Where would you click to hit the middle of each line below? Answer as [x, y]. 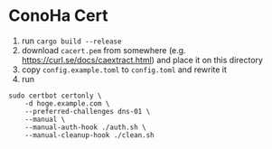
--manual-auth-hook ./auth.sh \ [85, 127]
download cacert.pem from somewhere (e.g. [103, 50]
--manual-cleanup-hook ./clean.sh [89, 135]
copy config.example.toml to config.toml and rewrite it [124, 70]
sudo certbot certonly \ [55, 96]
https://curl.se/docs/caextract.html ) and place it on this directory [142, 60]
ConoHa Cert [58, 16]
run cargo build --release [71, 41]
